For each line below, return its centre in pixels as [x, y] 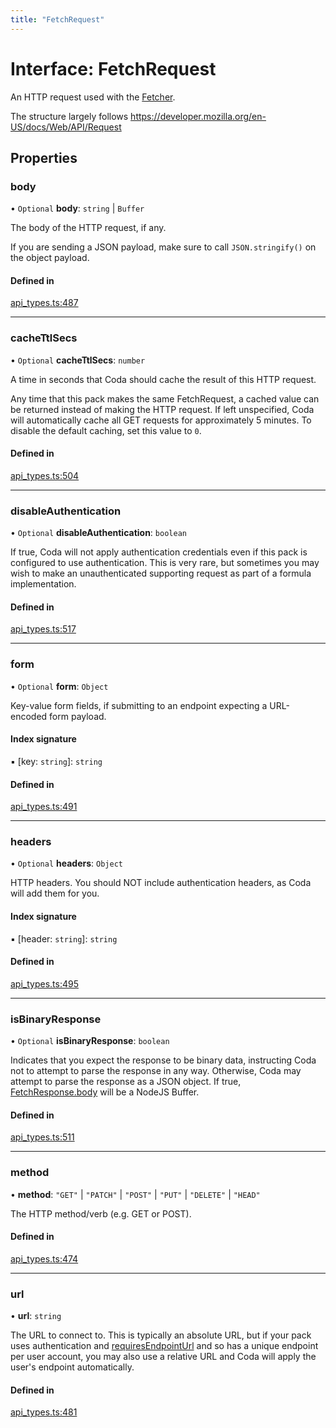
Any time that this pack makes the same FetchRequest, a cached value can [165, 398]
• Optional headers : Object [66, 863]
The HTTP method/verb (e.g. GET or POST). [101, 1213]
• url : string [36, 1316]
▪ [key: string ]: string [56, 761]
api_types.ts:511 [42, 1137]
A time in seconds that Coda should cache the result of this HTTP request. [163, 379]
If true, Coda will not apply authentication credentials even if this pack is [159, 552]
